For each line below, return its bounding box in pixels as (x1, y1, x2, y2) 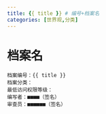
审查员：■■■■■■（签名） (7, 101, 67, 108)
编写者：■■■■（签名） (7, 94, 60, 101)
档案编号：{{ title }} (7, 72, 67, 79)
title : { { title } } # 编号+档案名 (7, 10, 100, 17)
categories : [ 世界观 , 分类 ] (7, 16, 78, 23)
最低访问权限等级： (7, 87, 53, 94)
